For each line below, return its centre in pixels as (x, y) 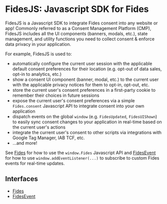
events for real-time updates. (35, 163)
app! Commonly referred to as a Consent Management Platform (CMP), (78, 28)
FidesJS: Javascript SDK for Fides (77, 9)
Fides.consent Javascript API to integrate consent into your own (78, 106)
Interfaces (22, 179)
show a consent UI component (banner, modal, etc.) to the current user (85, 79)
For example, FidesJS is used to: (39, 54)
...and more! (25, 143)
